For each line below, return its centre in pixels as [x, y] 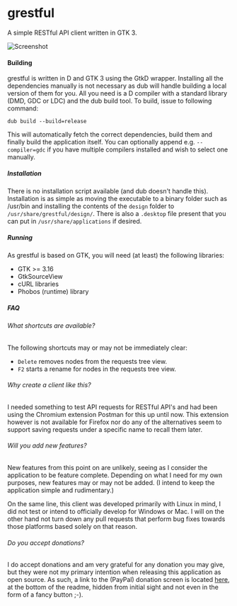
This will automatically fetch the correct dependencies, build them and [110, 135]
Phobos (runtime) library [53, 292]
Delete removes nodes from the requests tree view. [92, 361]
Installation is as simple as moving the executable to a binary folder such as [117, 199]
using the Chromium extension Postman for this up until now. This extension [118, 414]
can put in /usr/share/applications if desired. [75, 222]
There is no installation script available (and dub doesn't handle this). [108, 191]
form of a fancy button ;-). [45, 595]
